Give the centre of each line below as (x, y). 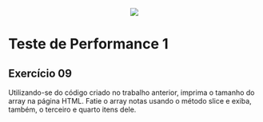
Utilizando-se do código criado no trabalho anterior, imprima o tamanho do (131, 92)
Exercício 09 (40, 73)
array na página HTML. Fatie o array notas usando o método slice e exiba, (130, 101)
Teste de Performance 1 (89, 44)
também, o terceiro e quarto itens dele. (72, 109)
